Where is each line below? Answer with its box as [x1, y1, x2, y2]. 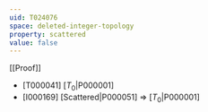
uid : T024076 [9, 13, 58, 22]
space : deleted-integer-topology [9, 22, 134, 30]
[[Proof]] [9, 63, 42, 73]
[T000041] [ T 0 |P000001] [22, 80, 115, 93]
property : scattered [9, 30, 87, 39]
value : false [9, 38, 58, 47]
